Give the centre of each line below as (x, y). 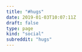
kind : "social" (25, 34)
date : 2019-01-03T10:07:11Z (41, 17)
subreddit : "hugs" (29, 39)
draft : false (22, 23)
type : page (20, 28)
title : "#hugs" (25, 12)
